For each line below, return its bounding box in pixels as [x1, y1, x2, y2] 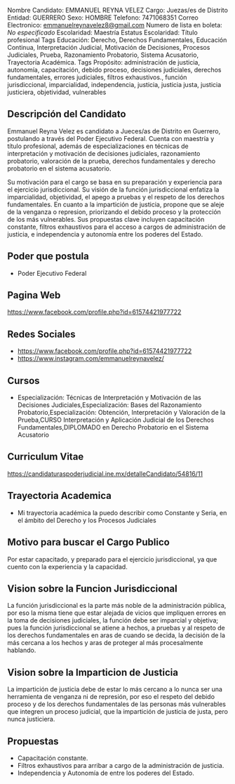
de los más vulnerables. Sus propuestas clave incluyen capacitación [7, 215, 205, 223]
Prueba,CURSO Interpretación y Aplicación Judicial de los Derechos [17, 416, 215, 424]
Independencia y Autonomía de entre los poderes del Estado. [17, 769, 195, 777]
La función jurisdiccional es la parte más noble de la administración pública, [7, 602, 227, 610]
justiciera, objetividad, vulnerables [7, 88, 107, 96]
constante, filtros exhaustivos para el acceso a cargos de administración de [7, 222, 226, 231]
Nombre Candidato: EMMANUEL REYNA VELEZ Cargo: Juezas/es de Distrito [7, 6, 228, 14]
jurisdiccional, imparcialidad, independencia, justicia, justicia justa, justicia [7, 81, 222, 88]
